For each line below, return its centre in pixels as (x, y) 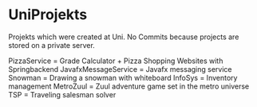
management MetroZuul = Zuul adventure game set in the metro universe (129, 86)
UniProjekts (48, 15)
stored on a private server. (52, 45)
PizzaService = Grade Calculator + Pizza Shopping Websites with (116, 61)
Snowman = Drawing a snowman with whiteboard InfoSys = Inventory (123, 77)
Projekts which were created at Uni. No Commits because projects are (124, 37)
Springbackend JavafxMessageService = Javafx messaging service (120, 69)
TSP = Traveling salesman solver (62, 94)
